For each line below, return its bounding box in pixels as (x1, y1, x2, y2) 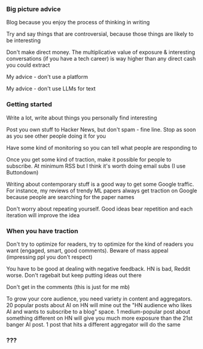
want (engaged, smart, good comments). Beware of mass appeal (6, 246, 168, 254)
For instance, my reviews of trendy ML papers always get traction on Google (6, 187, 198, 194)
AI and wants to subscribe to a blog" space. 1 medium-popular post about (6, 308, 191, 315)
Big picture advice (6, 5, 61, 13)
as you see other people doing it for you (6, 132, 106, 140)
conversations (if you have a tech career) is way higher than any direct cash (6, 55, 196, 63)
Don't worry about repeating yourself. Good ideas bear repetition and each (6, 205, 193, 212)
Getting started (6, 100, 53, 109)
